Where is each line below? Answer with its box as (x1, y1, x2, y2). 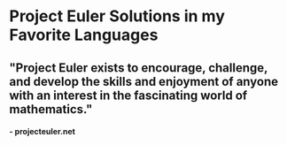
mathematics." (9, 102, 93, 117)
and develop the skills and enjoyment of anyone (9, 73, 279, 89)
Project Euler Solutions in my (9, 6, 226, 27)
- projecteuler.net (9, 126, 75, 137)
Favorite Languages (9, 25, 159, 45)
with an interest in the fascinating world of (9, 88, 248, 103)
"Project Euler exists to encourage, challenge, (9, 60, 268, 75)
